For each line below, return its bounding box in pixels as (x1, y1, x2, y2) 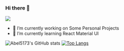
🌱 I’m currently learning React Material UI (12, 30, 99, 36)
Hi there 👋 (5, 4, 30, 11)
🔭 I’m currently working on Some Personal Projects (12, 25, 119, 31)
